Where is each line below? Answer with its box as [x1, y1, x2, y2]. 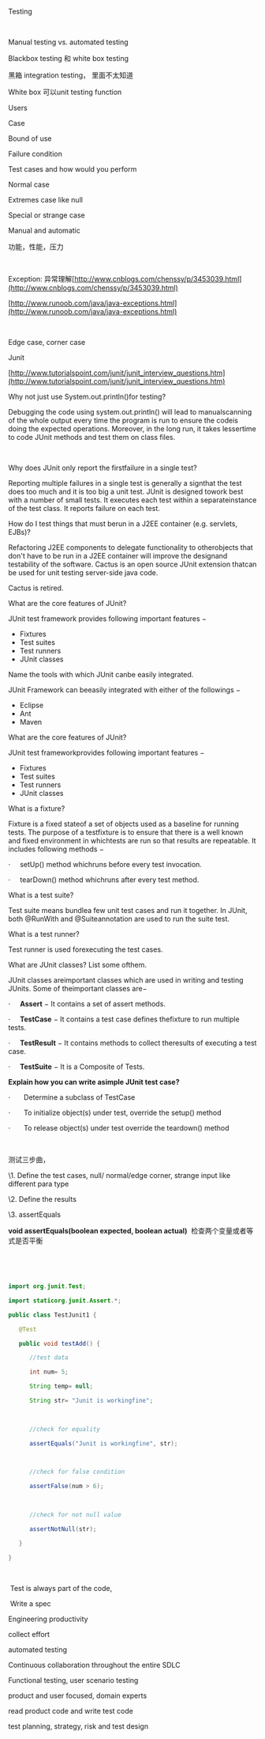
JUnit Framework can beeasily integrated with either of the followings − [8, 685, 241, 695]
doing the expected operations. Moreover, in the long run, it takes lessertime [8, 424, 256, 434]
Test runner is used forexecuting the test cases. [8, 945, 163, 954]
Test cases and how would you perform [8, 165, 137, 173]
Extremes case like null [8, 195, 83, 204]
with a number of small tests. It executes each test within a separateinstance [8, 495, 257, 505]
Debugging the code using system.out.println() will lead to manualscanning [8, 407, 252, 416]
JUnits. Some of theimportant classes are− [8, 984, 147, 993]
